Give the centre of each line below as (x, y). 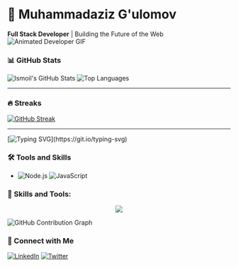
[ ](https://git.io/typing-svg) (67, 139)
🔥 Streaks (24, 103)
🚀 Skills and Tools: (39, 194)
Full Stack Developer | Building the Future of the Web (86, 34)
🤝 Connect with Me (41, 241)
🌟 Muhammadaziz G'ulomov (92, 14)
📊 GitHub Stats (34, 60)
